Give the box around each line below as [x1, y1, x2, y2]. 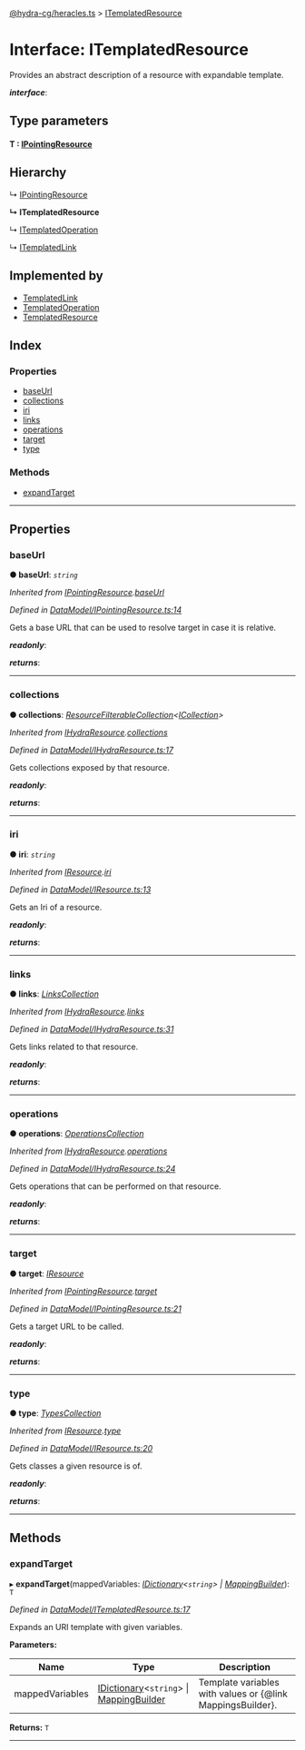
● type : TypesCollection [9, 1408, 102, 1419]
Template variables [198, 1676, 280, 1688]
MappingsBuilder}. [198, 1698, 278, 1711]
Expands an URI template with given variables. [9, 1621, 183, 1632]
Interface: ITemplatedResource [9, 40, 250, 60]
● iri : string [9, 849, 56, 860]
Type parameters [9, 113, 109, 129]
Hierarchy [9, 165, 67, 181]
